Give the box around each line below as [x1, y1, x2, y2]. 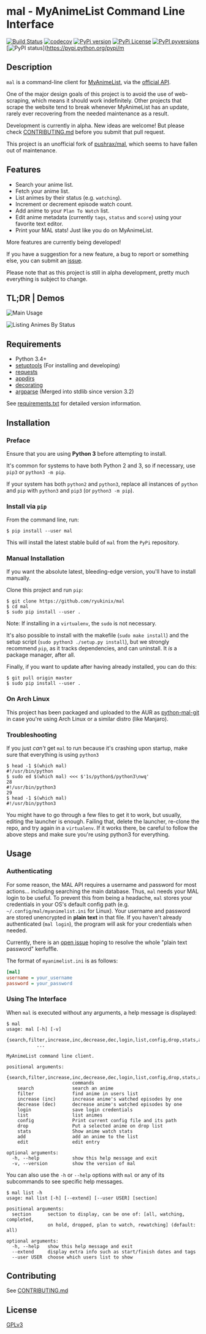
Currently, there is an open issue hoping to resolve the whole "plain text [6, 938, 188, 946]
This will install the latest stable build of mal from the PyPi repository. [6, 539, 180, 546]
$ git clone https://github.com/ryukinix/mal [6, 598, 124, 604]
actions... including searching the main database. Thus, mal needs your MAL [6, 887, 199, 895]
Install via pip [6, 502, 47, 510]
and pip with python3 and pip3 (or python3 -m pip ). [6, 486, 134, 494]
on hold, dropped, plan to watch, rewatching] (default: [47, 1222, 196, 1228]
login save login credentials [17, 1107, 133, 1113]
